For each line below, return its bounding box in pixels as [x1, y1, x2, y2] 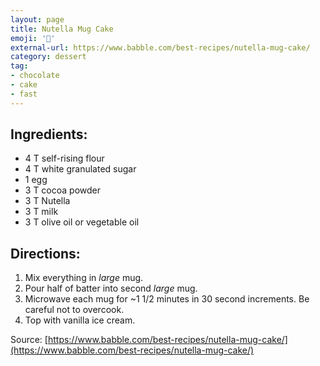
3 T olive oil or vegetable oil [24, 216, 140, 228]
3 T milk [24, 206, 59, 218]
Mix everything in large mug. [24, 272, 144, 284]
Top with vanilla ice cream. [24, 314, 136, 326]
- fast [10, 89, 38, 99]
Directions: [10, 245, 81, 262]
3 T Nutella [24, 195, 71, 207]
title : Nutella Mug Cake [10, 24, 114, 34]
